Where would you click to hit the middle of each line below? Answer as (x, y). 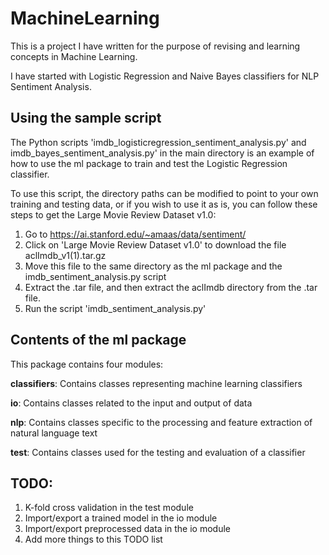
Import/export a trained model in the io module (121, 518)
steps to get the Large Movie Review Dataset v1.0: (113, 214)
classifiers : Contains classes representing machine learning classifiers (156, 383)
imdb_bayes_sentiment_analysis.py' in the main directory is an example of (162, 153)
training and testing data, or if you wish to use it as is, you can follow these (164, 204)
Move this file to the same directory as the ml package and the (153, 266)
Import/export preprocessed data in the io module (127, 529)
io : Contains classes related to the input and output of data (131, 403)
